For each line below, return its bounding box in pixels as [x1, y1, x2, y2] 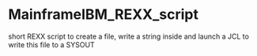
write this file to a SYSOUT [8, 39, 95, 49]
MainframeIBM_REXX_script [8, 6, 199, 24]
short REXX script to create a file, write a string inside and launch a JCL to [8, 32, 249, 41]
